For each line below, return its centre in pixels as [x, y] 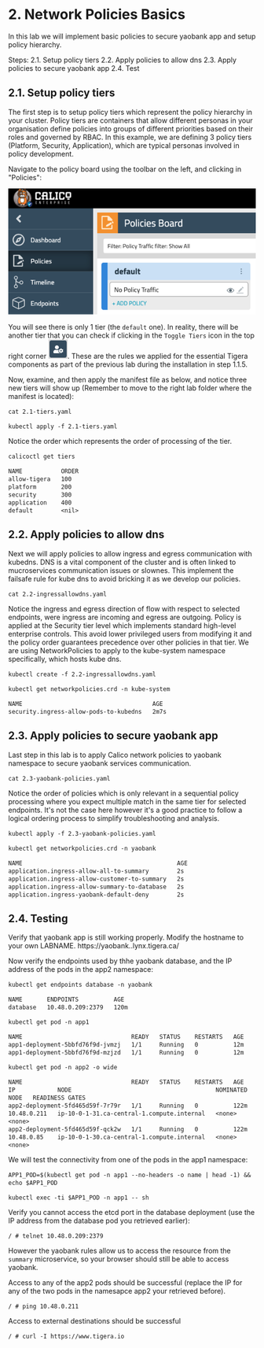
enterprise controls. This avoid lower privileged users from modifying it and [130, 633]
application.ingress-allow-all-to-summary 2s [96, 871]
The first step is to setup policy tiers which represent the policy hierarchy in [130, 112]
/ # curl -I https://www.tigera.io [66, 1337]
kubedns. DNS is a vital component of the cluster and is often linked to [122, 562]
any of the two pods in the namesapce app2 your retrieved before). [117, 1291]
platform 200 [40, 487]
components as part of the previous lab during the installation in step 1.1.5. [128, 364]
